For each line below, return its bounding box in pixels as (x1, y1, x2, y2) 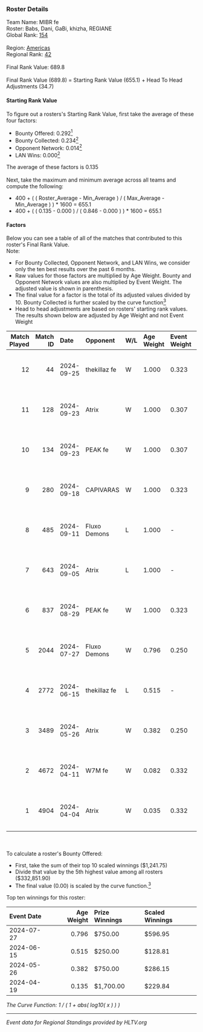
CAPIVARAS (85, 485, 120, 494)
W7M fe (85, 766, 109, 775)
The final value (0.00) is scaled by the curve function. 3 (14, 881, 151, 889)
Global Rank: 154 (6, 31, 48, 39)
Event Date (9, 912, 42, 920)
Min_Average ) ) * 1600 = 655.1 (14, 201, 92, 208)
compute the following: (6, 183, 63, 190)
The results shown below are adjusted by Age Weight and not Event (14, 311, 184, 319)
